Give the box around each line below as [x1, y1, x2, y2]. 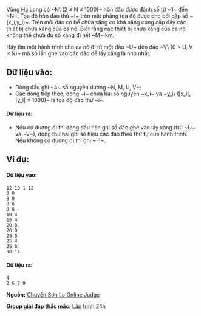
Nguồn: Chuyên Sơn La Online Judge [6, 290, 100, 298]
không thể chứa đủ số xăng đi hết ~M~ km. [6, 32, 115, 39]
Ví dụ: [6, 154, 29, 165]
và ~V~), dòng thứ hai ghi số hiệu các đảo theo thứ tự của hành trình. [15, 131, 188, 138]
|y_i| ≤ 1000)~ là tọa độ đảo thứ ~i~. [15, 96, 105, 103]
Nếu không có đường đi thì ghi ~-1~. [15, 137, 106, 144]
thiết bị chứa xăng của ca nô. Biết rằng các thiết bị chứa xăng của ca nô [6, 25, 186, 32]
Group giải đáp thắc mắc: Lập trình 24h [6, 303, 106, 310]
